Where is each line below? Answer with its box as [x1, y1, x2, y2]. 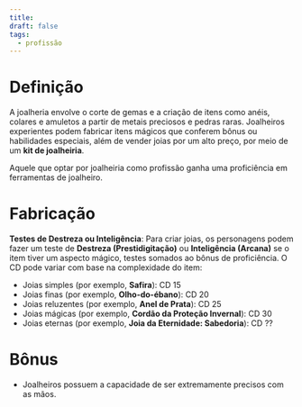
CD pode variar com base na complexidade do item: [9, 262, 203, 273]
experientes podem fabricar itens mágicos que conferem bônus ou [9, 126, 258, 137]
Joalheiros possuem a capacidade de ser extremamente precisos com [22, 379, 284, 390]
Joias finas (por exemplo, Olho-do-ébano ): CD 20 [22, 289, 209, 300]
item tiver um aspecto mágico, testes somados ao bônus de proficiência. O [9, 253, 288, 264]
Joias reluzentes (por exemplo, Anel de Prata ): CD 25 [22, 299, 223, 310]
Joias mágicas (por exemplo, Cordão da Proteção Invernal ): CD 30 [22, 308, 272, 320]
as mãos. [22, 389, 57, 400]
